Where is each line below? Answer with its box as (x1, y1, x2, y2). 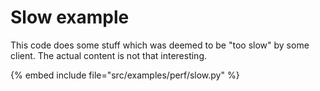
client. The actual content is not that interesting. (10, 49, 208, 61)
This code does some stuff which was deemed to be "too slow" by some (10, 39, 310, 51)
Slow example (10, 6, 130, 29)
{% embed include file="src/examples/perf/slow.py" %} (10, 69, 240, 81)
